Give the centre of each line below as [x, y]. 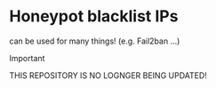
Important [27, 58]
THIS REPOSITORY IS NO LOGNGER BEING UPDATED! [108, 75]
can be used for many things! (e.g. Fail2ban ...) [95, 41]
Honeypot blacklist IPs [94, 16]
